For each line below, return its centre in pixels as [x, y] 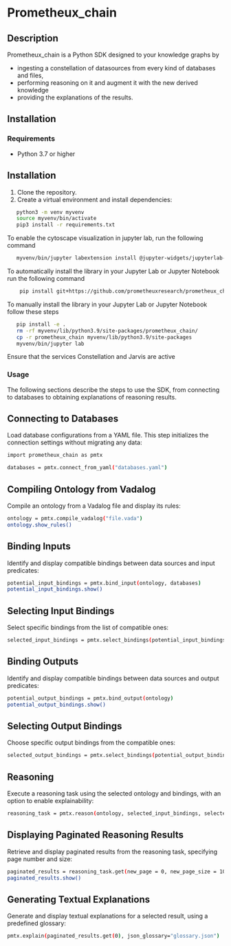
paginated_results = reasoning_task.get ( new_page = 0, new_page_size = [112, 871]
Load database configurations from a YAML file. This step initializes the [108, 435]
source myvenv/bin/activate [56, 219]
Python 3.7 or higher [46, 154]
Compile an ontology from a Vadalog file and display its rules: [94, 506]
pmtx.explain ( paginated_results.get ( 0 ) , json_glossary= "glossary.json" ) [113, 936]
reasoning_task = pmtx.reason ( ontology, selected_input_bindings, [104, 814]
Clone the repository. [47, 192]
